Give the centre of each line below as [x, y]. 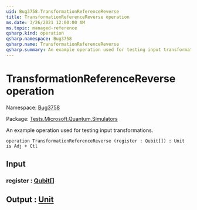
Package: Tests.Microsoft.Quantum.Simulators [62, 118]
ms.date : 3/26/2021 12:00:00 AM [45, 22]
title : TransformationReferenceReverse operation [68, 17]
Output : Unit [30, 200]
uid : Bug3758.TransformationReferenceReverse [62, 11]
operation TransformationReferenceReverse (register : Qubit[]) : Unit [95, 141]
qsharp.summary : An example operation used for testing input [84, 50]
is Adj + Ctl [22, 146]
